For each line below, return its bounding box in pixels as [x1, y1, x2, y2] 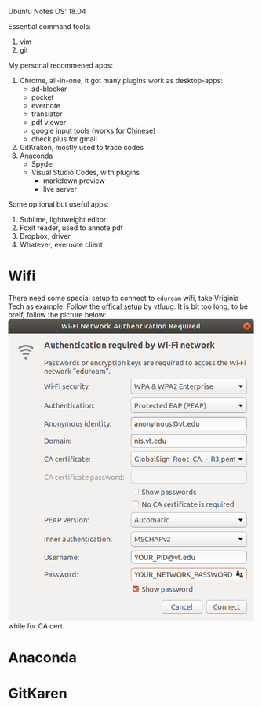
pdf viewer [31, 118, 67, 126]
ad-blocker [31, 84, 67, 93]
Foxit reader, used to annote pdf [19, 223, 124, 233]
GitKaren [8, 685, 68, 702]
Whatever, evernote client [19, 240, 104, 249]
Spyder [31, 159, 55, 168]
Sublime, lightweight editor [19, 215, 107, 224]
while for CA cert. [8, 621, 65, 631]
